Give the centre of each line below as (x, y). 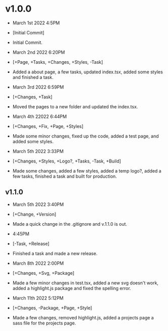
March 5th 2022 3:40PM (38, 204)
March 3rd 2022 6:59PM (38, 87)
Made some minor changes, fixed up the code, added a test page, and (86, 136)
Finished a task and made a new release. (55, 253)
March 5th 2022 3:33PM (38, 151)
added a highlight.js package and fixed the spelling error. (72, 288)
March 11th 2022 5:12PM (38, 298)
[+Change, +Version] (34, 214)
